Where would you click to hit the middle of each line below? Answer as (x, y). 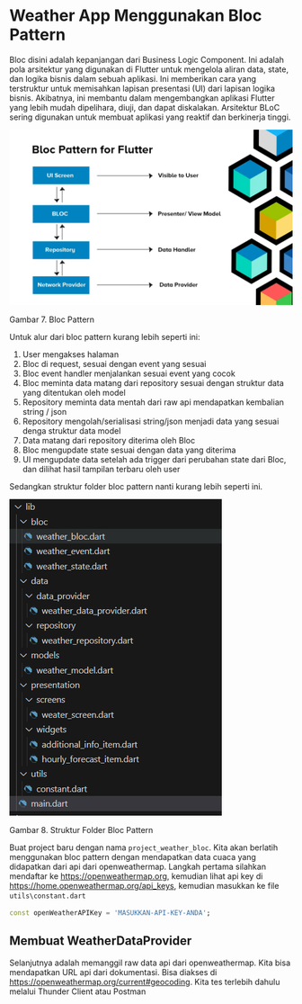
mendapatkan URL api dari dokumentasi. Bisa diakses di (113, 972)
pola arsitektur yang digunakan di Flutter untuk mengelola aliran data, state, (149, 69)
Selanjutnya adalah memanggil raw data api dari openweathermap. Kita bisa (150, 963)
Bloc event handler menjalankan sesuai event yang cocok (129, 373)
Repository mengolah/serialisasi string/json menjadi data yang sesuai (151, 421)
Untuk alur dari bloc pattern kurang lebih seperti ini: (105, 336)
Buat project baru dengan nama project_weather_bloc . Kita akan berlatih (144, 847)
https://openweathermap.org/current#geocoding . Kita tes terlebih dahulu (145, 982)
